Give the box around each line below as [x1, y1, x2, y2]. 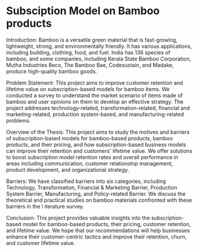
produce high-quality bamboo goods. [6, 67, 98, 75]
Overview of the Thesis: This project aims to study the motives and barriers [6, 128, 190, 136]
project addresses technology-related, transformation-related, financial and [6, 104, 190, 111]
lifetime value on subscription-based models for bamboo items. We [6, 85, 170, 92]
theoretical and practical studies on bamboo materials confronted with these [6, 197, 192, 204]
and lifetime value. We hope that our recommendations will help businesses [6, 227, 190, 234]
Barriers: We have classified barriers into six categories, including [6, 178, 167, 185]
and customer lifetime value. [6, 239, 76, 246]
